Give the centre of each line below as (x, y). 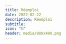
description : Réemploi (29, 19)
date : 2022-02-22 (23, 15)
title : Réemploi (22, 10)
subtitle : (15, 24)
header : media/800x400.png (33, 33)
